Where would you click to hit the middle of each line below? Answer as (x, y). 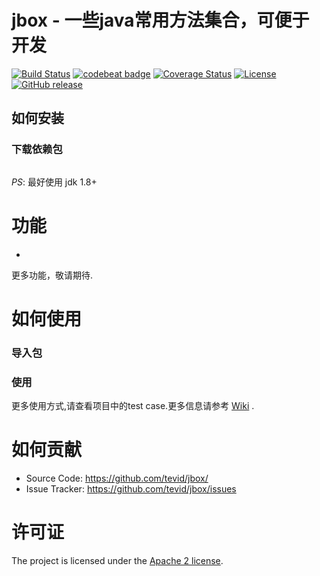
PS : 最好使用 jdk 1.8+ (54, 182)
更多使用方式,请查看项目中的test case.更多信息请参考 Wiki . (133, 405)
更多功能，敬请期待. (52, 275)
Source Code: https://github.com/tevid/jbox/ (117, 478)
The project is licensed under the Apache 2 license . (117, 560)
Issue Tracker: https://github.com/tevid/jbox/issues (131, 488)
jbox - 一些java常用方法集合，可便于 (160, 20)
